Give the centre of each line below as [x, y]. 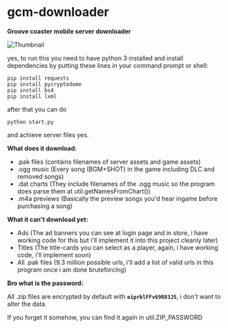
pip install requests [38, 78]
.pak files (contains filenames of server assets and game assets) [109, 162]
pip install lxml [32, 96]
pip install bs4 [30, 90]
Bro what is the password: [46, 283]
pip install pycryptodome [44, 84]
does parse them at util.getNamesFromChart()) [84, 191]
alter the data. [27, 304]
